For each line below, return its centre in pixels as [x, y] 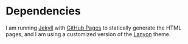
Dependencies [43, 11]
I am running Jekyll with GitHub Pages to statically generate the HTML [94, 28]
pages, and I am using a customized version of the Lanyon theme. [88, 34]
